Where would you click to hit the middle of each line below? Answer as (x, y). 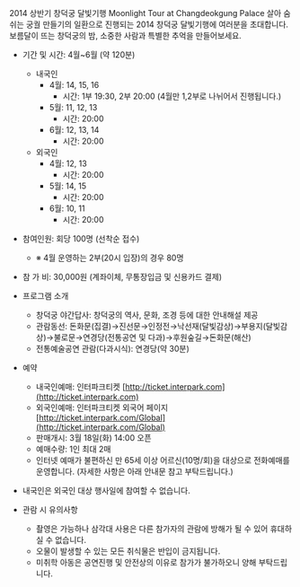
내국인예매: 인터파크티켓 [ (80, 387)
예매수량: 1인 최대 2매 (73, 449)
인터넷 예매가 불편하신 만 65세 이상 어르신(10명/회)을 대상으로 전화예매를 (163, 460)
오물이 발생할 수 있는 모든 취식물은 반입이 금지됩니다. (128, 551)
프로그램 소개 (45, 296)
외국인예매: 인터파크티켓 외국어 (90, 407)
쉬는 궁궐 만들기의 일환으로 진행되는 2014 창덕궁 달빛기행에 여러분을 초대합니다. (149, 24)
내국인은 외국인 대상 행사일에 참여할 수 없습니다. (106, 491)
